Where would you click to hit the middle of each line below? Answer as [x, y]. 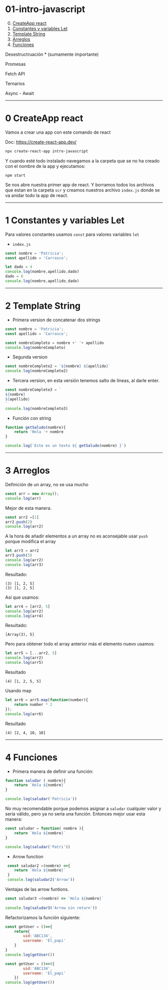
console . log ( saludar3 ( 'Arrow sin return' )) [51, 908]
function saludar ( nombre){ [35, 780]
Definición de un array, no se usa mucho [47, 484]
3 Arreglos [27, 471]
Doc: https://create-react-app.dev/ [41, 142]
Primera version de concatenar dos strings [56, 320]
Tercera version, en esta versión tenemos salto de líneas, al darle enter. [86, 381]
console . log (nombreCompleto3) [37, 408]
